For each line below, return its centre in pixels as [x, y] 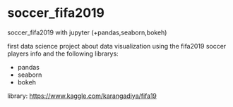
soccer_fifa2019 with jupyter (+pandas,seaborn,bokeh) [87, 32]
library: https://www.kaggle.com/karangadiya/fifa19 [82, 96]
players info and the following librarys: [63, 53]
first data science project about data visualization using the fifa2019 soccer [117, 46]
